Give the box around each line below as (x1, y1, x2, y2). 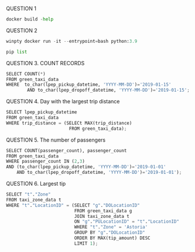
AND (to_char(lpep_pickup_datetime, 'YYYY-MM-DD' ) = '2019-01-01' (6, 164, 166, 170)
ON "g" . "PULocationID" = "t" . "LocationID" (74, 219, 180, 225)
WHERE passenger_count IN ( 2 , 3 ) (6, 159, 85, 164)
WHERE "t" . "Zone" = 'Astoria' (74, 224, 148, 230)
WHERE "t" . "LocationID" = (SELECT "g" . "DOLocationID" (6, 202, 141, 208)
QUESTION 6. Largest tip (6, 180, 66, 187)
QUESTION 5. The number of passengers (6, 136, 106, 143)
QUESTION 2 (6, 26, 37, 34)
